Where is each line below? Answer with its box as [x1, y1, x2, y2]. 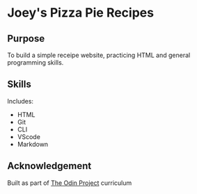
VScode [17, 132, 40, 140]
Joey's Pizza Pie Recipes [7, 5, 155, 21]
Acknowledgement [7, 160, 92, 172]
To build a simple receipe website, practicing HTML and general [7, 51, 191, 59]
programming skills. [7, 58, 64, 67]
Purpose [7, 33, 45, 45]
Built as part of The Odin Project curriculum [7, 179, 132, 187]
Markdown [17, 140, 49, 148]
